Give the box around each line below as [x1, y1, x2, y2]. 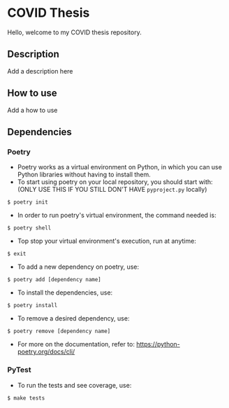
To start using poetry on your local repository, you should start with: [17, 178, 213, 186]
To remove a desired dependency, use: [17, 314, 130, 323]
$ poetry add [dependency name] [7, 276, 101, 283]
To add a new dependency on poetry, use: [17, 262, 140, 271]
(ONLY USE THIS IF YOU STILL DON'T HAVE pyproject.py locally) [17, 185, 207, 194]
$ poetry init [7, 199, 49, 206]
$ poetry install [7, 302, 58, 309]
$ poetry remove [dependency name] [7, 328, 111, 335]
